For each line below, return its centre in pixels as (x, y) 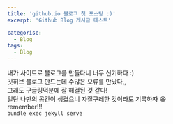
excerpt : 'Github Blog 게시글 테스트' (59, 20)
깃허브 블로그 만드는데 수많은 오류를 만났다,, (67, 82)
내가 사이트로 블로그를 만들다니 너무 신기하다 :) (71, 73)
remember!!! (25, 107)
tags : (15, 46)
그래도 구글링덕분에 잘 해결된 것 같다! (58, 90)
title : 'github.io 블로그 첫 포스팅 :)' (62, 14)
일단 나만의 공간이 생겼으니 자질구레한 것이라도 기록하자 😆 (87, 99)
